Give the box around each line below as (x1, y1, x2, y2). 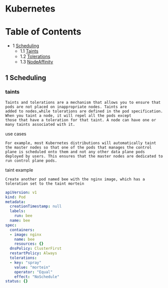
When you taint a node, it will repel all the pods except (5, 113, 132, 118)
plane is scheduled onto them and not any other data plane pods (5, 149, 145, 154)
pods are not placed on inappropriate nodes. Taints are (5, 104, 127, 109)
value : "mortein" (14, 265, 51, 270)
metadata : (5, 199, 26, 204)
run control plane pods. (5, 158, 57, 163)
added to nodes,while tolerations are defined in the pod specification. (5, 109, 163, 114)
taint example (5, 167, 34, 173)
